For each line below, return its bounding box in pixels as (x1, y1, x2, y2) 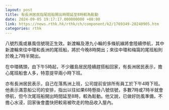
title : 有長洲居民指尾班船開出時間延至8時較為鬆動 (5, 12, 99, 17)
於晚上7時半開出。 (5, 53, 43, 59)
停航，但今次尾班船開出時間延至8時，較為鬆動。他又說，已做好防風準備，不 (5, 93, 163, 99)
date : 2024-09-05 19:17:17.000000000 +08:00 (5, 17, 100, 22)
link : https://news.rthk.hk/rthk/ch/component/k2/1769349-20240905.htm (5, 21, 159, 27)
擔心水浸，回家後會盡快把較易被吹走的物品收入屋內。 (5, 99, 116, 105)
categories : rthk (5, 26, 42, 31)
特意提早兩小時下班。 (40, 70, 85, 76)
